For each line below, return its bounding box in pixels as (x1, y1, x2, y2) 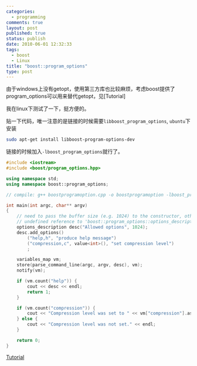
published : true (6, 30, 46, 36)
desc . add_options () (16, 229, 64, 235)
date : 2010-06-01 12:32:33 (6, 42, 72, 48)
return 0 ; (16, 337, 41, 343)
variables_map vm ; (16, 256, 62, 263)
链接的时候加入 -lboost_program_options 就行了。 (6, 148, 123, 155)
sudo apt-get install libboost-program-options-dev (6, 137, 135, 143)
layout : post (6, 25, 38, 31)
